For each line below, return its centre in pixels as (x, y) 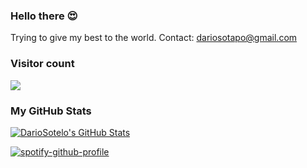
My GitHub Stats (51, 111)
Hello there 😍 (44, 16)
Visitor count (42, 64)
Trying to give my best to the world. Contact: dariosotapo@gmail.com (154, 38)
